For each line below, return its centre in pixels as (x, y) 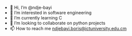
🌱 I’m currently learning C (36, 18)
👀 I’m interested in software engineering (51, 13)
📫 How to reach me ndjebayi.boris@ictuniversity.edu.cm (68, 28)
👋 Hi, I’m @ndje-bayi (31, 8)
